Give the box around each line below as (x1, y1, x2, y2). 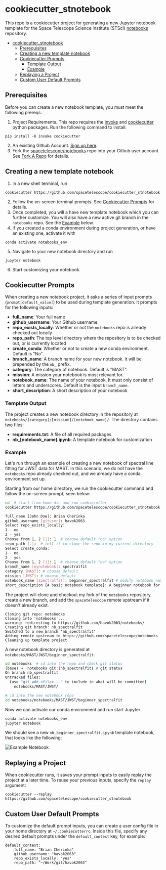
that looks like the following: (5, 735, 62, 741)
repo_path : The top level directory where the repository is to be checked (12, 335, 161, 341)
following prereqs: (5, 109, 42, 115)
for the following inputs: (5, 304, 53, 310)
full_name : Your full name (12, 314, 66, 320)
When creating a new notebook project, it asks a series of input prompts (5, 294, 152, 300)
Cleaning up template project (5, 638, 68, 643)
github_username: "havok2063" (14, 852, 77, 857)
